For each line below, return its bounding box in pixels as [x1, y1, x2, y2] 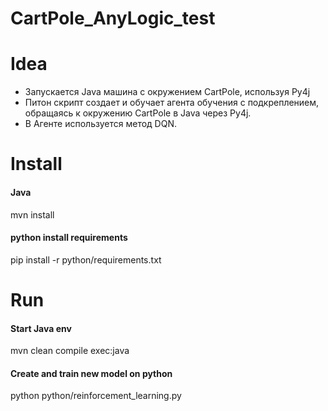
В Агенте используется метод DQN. [24, 118, 177, 130]
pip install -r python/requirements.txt [10, 253, 162, 266]
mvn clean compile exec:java [10, 345, 130, 357]
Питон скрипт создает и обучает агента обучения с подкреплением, [24, 97, 320, 109]
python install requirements [10, 232, 128, 244]
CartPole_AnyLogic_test [10, 7, 216, 30]
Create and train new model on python [10, 367, 173, 379]
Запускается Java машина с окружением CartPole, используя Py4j [24, 86, 311, 98]
